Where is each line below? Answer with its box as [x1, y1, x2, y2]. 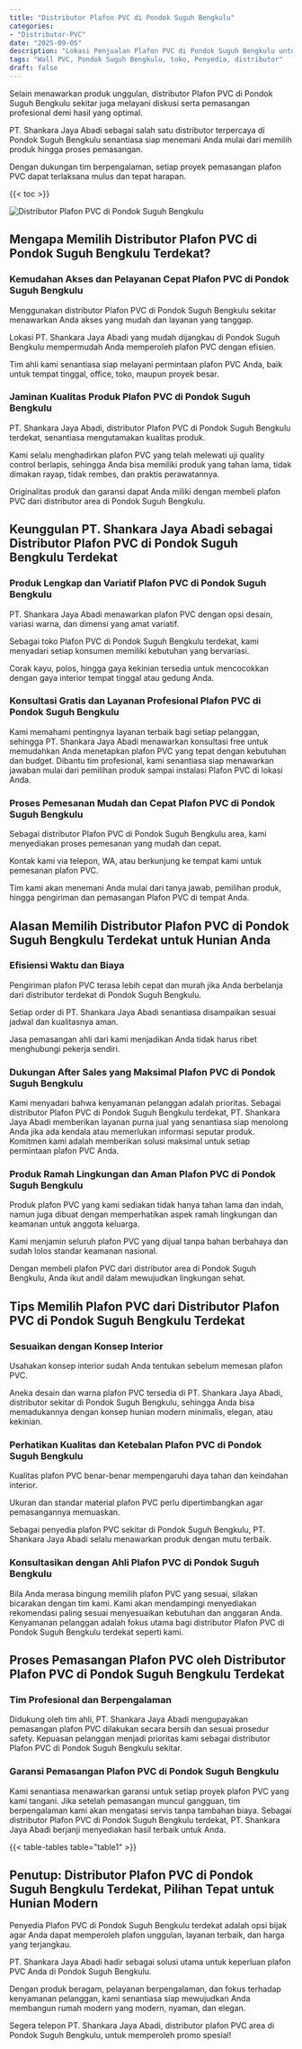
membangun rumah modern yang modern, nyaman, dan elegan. [9, 2002, 246, 2013]
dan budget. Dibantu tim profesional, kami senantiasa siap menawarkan [9, 755, 274, 766]
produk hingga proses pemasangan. [9, 143, 144, 154]
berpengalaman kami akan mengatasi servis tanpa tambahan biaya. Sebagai [9, 1805, 292, 1816]
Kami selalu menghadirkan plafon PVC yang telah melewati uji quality [9, 449, 265, 460]
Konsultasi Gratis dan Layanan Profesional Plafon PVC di [9, 694, 262, 707]
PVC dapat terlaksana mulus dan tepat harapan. [9, 170, 187, 181]
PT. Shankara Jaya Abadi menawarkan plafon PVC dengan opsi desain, [9, 609, 273, 620]
